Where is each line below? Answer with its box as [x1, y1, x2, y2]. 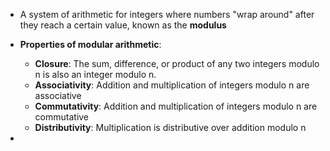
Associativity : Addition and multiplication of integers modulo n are [34, 79, 310, 91]
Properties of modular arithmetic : [19, 39, 162, 50]
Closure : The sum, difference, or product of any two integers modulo [34, 58, 320, 69]
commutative [34, 111, 90, 123]
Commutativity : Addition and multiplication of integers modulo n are [34, 100, 318, 112]
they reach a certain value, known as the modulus [19, 19, 227, 31]
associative [34, 90, 82, 101]
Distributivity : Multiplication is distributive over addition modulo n [34, 122, 307, 133]
